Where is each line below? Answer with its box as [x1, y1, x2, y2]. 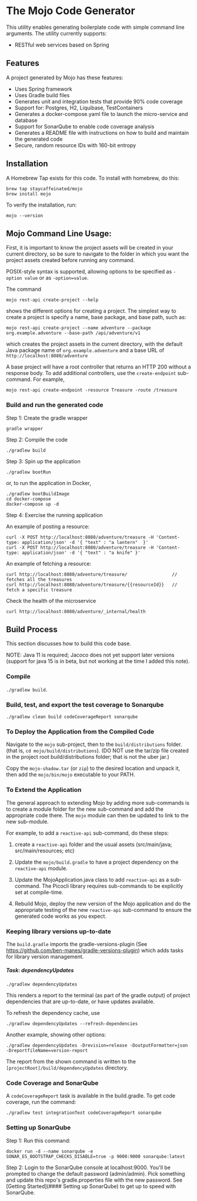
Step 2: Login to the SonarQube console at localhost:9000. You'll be [6, 1164, 171, 1171]
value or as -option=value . [24, 274, 89, 281]
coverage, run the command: [6, 1099, 76, 1106]
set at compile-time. [14, 888, 64, 895]
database [14, 117, 38, 124]
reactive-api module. [14, 864, 68, 872]
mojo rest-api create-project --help [6, 297, 99, 303]
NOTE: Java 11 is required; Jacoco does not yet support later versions [6, 652, 175, 659]
